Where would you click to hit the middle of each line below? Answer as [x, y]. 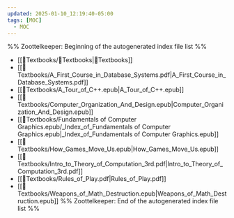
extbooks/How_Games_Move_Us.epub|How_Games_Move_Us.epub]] [118, 149]
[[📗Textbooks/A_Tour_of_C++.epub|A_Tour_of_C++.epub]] [101, 90]
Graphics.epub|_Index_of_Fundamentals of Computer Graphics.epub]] [118, 134]
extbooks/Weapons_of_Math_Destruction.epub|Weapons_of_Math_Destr [122, 194]
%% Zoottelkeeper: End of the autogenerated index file [139, 201]
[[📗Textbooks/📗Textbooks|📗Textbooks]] [75, 60]
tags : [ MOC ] [24, 20]
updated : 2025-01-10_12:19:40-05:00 [60, 14]
